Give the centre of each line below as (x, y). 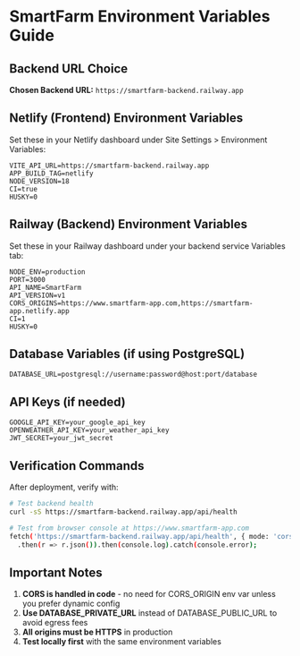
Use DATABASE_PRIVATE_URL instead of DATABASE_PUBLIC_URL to (150, 613)
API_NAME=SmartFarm (46, 287)
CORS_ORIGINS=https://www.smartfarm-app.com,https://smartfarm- (131, 303)
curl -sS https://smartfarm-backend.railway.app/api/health (124, 512)
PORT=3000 (28, 279)
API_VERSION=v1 (37, 295)
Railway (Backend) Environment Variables (129, 224)
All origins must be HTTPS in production (97, 632)
